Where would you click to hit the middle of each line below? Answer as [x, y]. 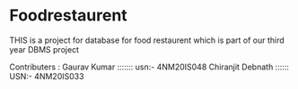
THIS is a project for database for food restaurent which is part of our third [147, 40]
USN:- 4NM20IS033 [47, 76]
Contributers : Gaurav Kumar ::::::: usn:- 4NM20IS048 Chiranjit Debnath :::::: [149, 67]
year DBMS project [44, 49]
